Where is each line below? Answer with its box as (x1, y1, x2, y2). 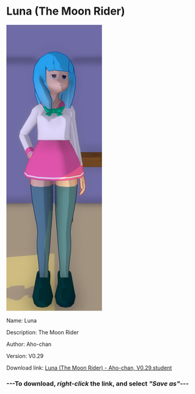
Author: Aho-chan (6, 340, 52, 348)
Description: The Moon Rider (6, 328, 79, 336)
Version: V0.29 (6, 352, 44, 359)
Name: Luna (6, 317, 37, 324)
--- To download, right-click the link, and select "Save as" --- (6, 379, 189, 388)
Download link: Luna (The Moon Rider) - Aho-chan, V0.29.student (6, 364, 172, 371)
